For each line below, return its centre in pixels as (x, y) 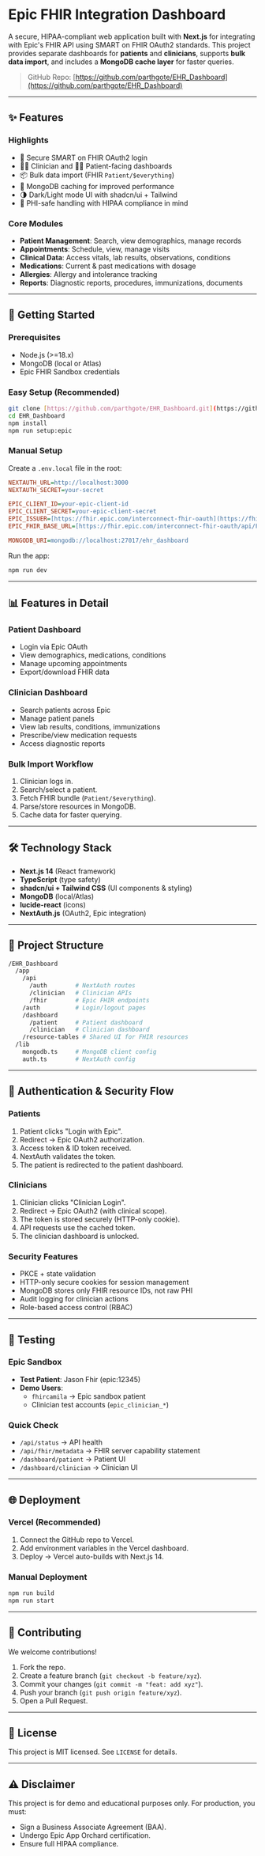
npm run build (32, 1593)
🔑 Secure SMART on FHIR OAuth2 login (84, 157)
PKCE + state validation (58, 1274)
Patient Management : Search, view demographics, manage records (131, 241)
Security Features (43, 1256)
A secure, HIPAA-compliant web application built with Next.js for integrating (132, 36)
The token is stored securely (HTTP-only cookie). (100, 1219)
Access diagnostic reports (62, 743)
